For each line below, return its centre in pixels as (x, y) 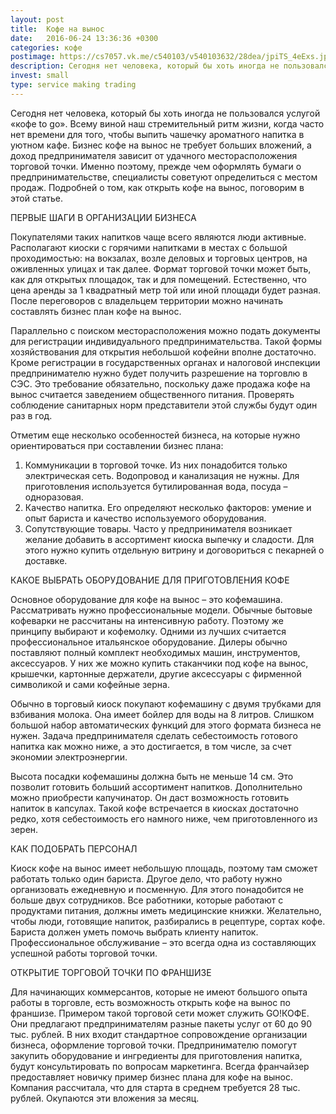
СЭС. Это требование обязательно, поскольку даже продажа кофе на (160, 383)
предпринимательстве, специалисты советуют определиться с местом (164, 177)
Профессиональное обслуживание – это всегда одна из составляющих (163, 942)
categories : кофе (46, 47)
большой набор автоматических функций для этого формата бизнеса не (166, 725)
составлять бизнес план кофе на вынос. (96, 311)
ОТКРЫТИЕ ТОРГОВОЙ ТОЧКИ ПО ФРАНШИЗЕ (111, 972)
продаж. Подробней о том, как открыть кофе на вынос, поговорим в (157, 187)
